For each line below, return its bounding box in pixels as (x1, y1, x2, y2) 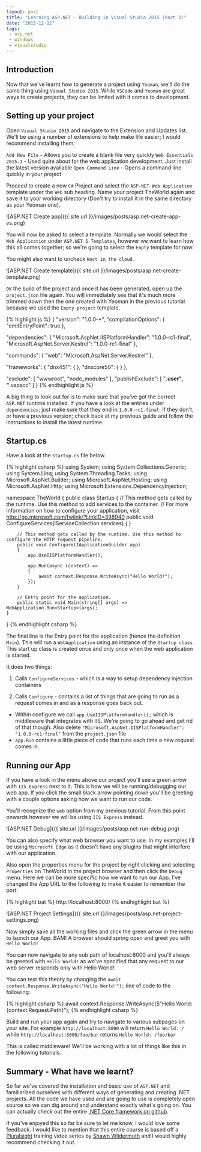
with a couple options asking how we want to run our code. (6, 796, 153, 803)
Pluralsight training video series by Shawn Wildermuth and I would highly (6, 1132, 187, 1139)
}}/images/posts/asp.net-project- (100, 910, 183, 917)
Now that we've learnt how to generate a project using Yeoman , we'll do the (6, 81, 190, 88)
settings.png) (6, 916, 39, 924)
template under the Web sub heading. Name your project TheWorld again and (6, 188, 195, 195)
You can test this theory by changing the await (6, 976, 122, 983)
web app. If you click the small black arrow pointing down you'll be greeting (6, 789, 193, 796)
